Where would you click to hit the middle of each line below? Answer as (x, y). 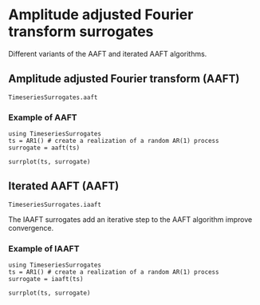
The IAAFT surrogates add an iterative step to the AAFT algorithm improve (130, 219)
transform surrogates (81, 32)
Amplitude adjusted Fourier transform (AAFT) (124, 79)
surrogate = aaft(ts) (44, 148)
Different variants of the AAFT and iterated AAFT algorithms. (108, 53)
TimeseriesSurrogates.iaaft (55, 204)
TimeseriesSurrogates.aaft (53, 97)
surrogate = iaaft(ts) (46, 279)
